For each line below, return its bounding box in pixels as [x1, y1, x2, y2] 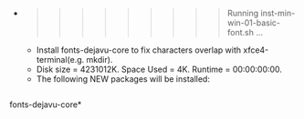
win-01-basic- [226, 17, 281, 28]
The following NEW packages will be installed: [36, 74, 210, 84]
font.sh [226, 27, 254, 37]
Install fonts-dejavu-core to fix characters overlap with [36, 45, 242, 55]
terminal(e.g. [36, 55, 85, 64]
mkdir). [86, 55, 113, 64]
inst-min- [259, 8, 296, 18]
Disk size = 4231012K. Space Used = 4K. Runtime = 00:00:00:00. [36, 64, 283, 74]
